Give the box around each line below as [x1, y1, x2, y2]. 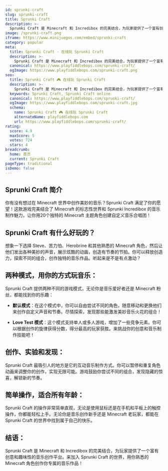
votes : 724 [9, 138, 32, 143]
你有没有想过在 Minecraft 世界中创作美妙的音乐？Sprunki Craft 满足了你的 [5, 200, 156, 206]
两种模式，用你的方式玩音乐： [5, 271, 97, 280]
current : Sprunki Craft [9, 156, 59, 161]
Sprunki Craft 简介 [5, 185, 62, 194]
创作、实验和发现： [5, 348, 64, 356]
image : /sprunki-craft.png [5, 31, 61, 36]
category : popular [5, 40, 43, 45]
